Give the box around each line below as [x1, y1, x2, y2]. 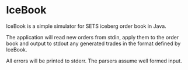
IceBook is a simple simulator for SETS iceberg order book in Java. [6, 23, 166, 30]
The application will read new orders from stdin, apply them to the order [6, 34, 179, 40]
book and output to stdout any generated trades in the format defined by [6, 40, 181, 47]
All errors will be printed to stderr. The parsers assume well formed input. [6, 57, 182, 64]
